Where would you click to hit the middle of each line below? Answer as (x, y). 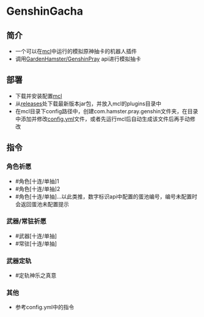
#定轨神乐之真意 (36, 275)
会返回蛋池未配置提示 (42, 204)
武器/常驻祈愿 (27, 222)
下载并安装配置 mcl (38, 95)
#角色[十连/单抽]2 (38, 188)
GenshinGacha (45, 11)
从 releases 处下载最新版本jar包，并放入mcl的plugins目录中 (88, 103)
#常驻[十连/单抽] (36, 244)
